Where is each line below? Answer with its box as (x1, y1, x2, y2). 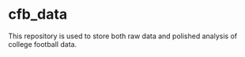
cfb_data (8, 5, 68, 23)
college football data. (8, 39, 77, 48)
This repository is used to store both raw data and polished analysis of (8, 31, 238, 41)
